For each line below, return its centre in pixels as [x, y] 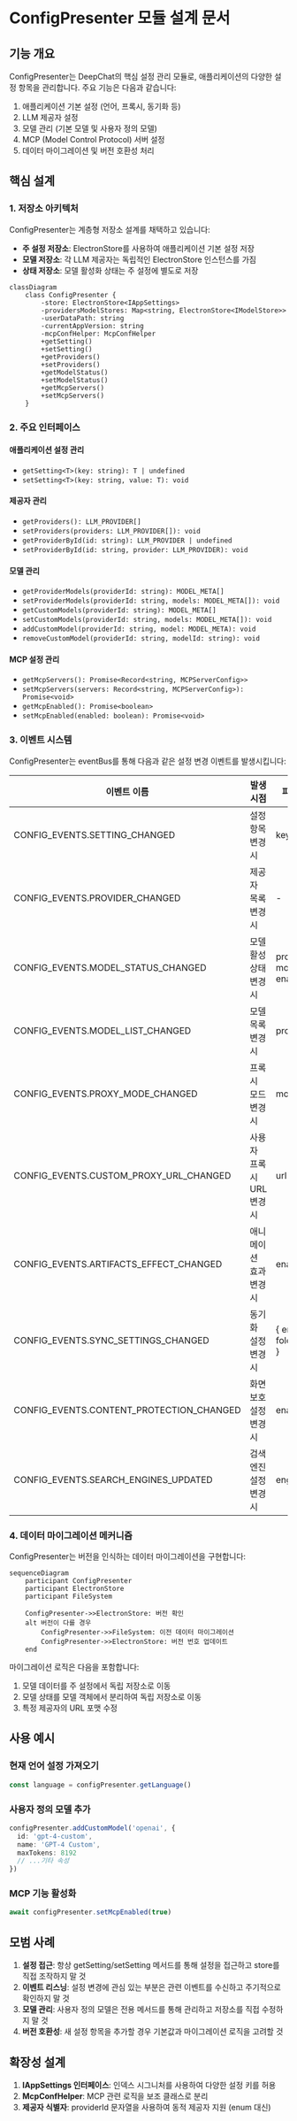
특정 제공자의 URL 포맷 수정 [69, 1708]
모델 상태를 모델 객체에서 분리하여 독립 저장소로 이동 [111, 1697]
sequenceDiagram [39, 1573]
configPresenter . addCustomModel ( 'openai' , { [92, 1828]
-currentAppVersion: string [92, 326]
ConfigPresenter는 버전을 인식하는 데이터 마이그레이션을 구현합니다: [127, 1556]
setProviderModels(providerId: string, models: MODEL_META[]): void [151, 601]
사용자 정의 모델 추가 [50, 1809]
